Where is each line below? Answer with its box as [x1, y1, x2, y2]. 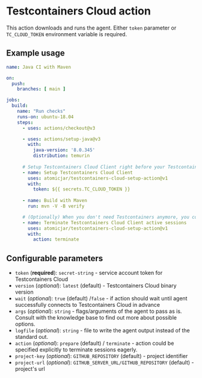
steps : [17, 119, 34, 125]
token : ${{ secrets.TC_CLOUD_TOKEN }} [32, 186, 130, 192]
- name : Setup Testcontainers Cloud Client [22, 169, 133, 175]
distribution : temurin [32, 153, 90, 159]
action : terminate [32, 236, 79, 242]
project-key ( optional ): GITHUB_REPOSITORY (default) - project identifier [14, 353, 188, 360]
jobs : [6, 97, 20, 103]
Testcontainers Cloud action [6, 4, 151, 18]
